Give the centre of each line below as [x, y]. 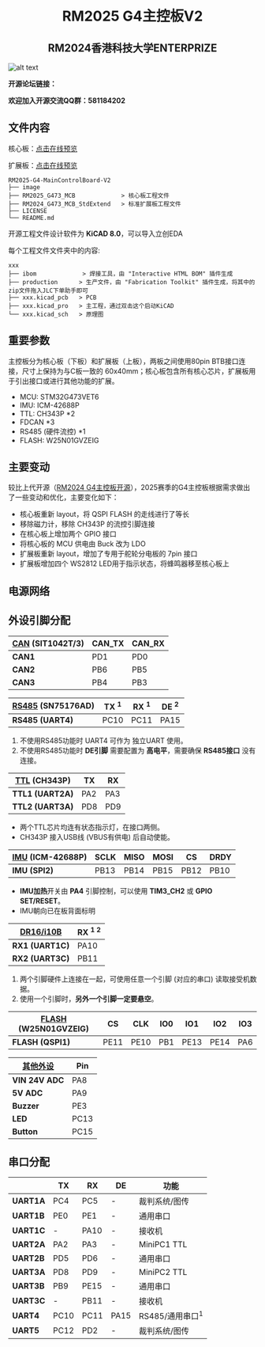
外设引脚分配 [39, 621]
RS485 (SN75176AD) [53, 706]
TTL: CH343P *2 [47, 413]
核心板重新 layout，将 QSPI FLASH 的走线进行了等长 [105, 514]
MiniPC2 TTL [163, 1273]
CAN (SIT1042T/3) [48, 643]
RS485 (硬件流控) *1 [52, 431]
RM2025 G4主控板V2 [132, 16]
